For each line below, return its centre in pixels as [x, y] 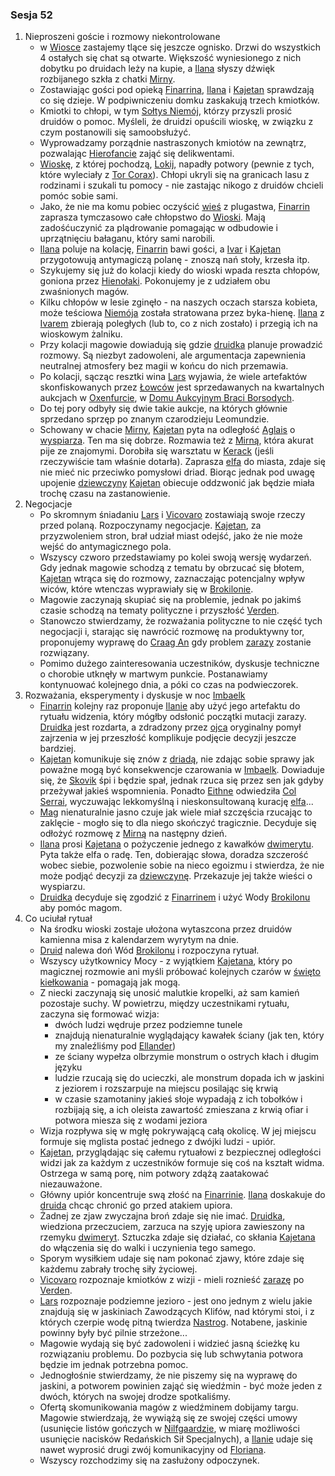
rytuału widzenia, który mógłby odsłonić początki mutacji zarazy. [173, 717]
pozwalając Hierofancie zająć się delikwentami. [137, 154]
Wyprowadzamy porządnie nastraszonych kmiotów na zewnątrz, [173, 143]
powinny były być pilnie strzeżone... [113, 1333]
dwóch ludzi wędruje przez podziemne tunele [148, 1025]
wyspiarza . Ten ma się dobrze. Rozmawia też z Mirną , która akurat [176, 440]
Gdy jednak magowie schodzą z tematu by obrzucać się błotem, [172, 568]
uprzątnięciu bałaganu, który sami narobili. [127, 239]
